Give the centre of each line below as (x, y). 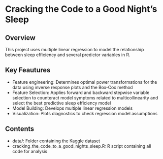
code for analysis (30, 151)
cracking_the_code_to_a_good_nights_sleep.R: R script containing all (81, 146)
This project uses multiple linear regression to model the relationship (75, 49)
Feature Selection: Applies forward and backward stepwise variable (81, 93)
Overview (20, 38)
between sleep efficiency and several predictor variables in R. (68, 55)
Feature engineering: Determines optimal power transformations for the (85, 82)
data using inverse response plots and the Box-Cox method (72, 87)
